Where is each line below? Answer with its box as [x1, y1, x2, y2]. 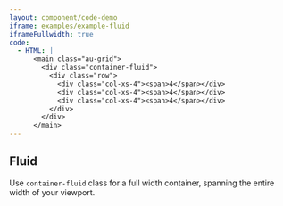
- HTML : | [17, 46, 54, 55]
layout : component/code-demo [9, 12, 118, 22]
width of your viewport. [9, 186, 96, 197]
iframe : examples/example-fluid [9, 21, 129, 30]
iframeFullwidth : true [9, 29, 94, 38]
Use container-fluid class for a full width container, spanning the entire [9, 177, 275, 188]
